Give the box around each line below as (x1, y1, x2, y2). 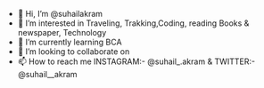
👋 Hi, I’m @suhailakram (17, 9, 103, 19)
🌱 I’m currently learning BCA (17, 36, 122, 47)
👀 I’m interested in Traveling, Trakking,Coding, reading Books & (17, 18, 250, 28)
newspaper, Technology (17, 28, 107, 37)
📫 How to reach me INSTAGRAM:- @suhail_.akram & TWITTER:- (17, 56, 256, 67)
